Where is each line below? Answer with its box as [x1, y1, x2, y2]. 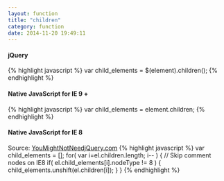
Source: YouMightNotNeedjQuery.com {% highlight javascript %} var [8, 144, 205, 152]
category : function [8, 23, 64, 30]
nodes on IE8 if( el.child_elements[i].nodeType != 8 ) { [8, 158, 162, 166]
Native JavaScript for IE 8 [8, 128, 83, 137]
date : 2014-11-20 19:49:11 [8, 29, 86, 37]
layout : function [8, 10, 58, 17]
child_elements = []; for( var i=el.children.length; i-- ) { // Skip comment [8, 150, 212, 160]
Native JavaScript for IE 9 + [8, 89, 89, 98]
